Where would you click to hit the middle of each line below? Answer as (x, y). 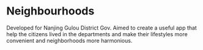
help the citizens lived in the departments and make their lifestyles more (97, 34)
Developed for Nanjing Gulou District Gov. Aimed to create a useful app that (102, 28)
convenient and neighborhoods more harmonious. (69, 40)
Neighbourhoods (50, 11)
